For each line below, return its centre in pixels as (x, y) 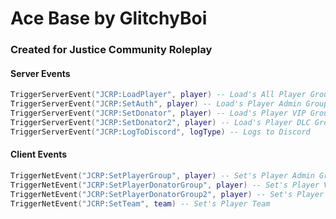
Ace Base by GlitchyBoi (109, 18)
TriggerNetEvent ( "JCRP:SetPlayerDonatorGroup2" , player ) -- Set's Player (167, 194)
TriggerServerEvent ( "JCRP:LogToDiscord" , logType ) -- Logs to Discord (160, 132)
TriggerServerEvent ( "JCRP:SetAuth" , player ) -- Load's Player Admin (156, 104)
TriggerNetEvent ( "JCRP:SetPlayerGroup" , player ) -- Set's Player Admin (162, 175)
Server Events (40, 73)
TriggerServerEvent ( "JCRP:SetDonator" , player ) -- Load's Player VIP (158, 113)
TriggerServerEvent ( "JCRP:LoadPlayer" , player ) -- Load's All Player (158, 95)
